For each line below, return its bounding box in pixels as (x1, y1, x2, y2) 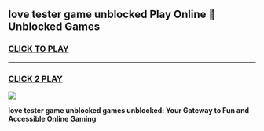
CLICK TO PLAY (8, 44, 69, 55)
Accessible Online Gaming (8, 114, 97, 123)
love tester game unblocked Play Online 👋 (8, 8, 216, 21)
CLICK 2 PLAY (8, 73, 63, 84)
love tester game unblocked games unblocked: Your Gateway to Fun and (8, 105, 250, 115)
